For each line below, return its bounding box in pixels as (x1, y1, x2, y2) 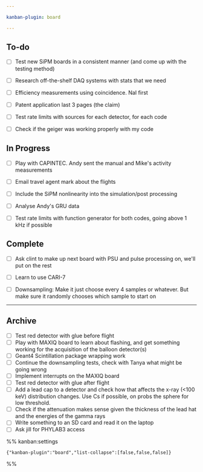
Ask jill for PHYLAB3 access (14, 426, 85, 433)
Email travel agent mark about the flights (14, 178, 116, 185)
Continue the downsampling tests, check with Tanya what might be (14, 359, 182, 366)
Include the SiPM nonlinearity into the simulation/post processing (14, 190, 178, 197)
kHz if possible (14, 221, 53, 228)
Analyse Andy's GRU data (14, 202, 80, 209)
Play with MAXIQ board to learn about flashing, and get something (14, 339, 180, 346)
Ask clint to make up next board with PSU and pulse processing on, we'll (14, 255, 196, 262)
